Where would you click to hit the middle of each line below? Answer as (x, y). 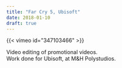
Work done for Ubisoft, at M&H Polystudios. (61, 59)
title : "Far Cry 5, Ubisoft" (43, 12)
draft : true (21, 23)
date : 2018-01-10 (28, 18)
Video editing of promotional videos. (52, 52)
